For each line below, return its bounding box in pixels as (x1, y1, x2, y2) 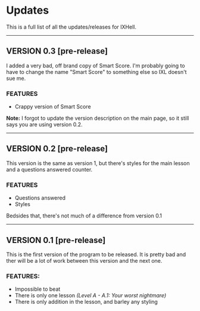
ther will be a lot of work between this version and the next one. (6, 257, 162, 264)
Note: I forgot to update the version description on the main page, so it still (6, 114, 189, 122)
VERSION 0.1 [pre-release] (6, 235, 106, 245)
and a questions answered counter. (6, 166, 93, 173)
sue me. (6, 74, 26, 82)
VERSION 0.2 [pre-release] (6, 144, 108, 154)
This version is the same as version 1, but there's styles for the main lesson (6, 159, 190, 167)
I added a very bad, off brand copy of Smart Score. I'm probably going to (6, 62, 186, 69)
